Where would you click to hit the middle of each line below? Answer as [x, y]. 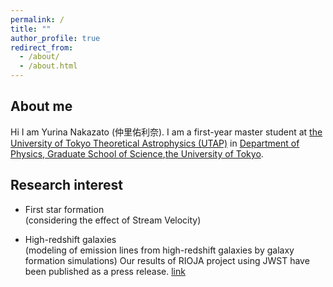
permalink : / [37, 19]
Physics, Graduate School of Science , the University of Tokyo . [137, 153]
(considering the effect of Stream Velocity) [113, 220]
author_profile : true [55, 38]
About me [41, 106]
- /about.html [48, 66]
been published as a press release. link [105, 271]
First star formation [64, 209]
